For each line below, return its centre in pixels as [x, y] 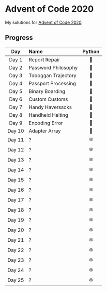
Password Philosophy [53, 68]
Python [91, 51]
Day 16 [16, 190]
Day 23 [16, 260]
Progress [19, 38]
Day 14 [16, 170]
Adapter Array [45, 131]
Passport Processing [52, 83]
